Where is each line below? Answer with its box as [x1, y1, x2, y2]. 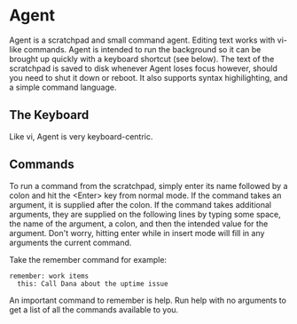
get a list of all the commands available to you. [9, 304, 179, 315]
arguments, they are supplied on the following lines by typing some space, [9, 209, 281, 219]
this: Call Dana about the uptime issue [17, 279, 168, 288]
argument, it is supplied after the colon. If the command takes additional [9, 199, 272, 209]
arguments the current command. [9, 237, 132, 248]
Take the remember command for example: [9, 254, 167, 265]
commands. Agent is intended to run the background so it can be [23, 43, 262, 54]
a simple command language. [9, 82, 117, 92]
